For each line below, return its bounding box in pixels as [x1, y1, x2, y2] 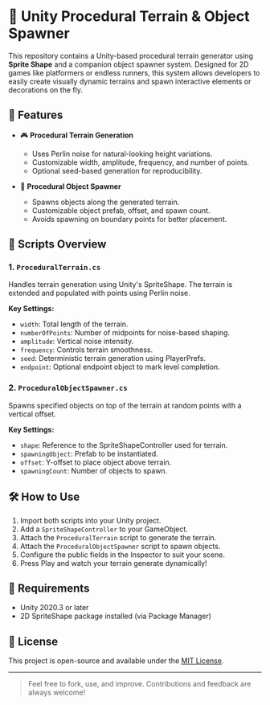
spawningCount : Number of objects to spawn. [19, 465, 168, 475]
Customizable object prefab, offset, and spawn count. [31, 205, 211, 215]
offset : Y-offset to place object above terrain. [19, 457, 172, 467]
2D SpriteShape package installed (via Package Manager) [19, 611, 211, 621]
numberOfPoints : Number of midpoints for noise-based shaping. [19, 328, 231, 338]
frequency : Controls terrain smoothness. [19, 345, 153, 355]
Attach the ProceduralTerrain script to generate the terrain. [19, 532, 217, 542]
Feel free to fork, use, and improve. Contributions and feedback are [27, 679, 252, 689]
